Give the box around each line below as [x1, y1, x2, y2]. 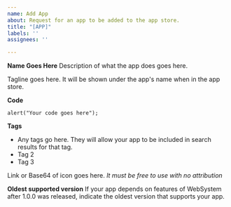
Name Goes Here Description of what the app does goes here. [7, 62, 188, 70]
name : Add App [7, 10, 49, 17]
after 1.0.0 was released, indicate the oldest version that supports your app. [7, 192, 225, 201]
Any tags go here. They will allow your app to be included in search [17, 136, 211, 144]
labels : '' [7, 29, 39, 37]
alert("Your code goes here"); [7, 110, 99, 117]
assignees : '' [7, 36, 49, 43]
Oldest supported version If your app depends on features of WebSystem [7, 185, 222, 193]
